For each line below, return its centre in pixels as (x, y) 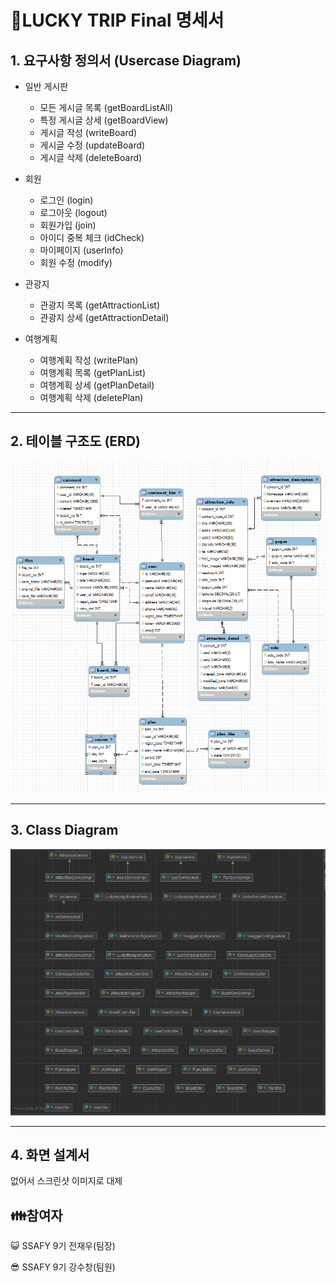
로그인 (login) (66, 200)
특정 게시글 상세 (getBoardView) (104, 120)
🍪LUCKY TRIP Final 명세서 (117, 20)
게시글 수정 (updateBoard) (92, 145)
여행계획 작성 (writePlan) (89, 360)
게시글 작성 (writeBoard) (88, 132)
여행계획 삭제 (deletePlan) (91, 397)
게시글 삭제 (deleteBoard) (91, 157)
